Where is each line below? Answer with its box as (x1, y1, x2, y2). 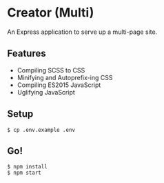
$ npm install (7, 164, 48, 171)
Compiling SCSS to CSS (17, 66, 85, 74)
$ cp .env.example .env (7, 126, 76, 133)
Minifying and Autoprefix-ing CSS (17, 73, 113, 81)
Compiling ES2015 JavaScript (17, 81, 101, 89)
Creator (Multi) (7, 5, 94, 21)
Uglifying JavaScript (17, 88, 76, 96)
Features (7, 48, 46, 59)
